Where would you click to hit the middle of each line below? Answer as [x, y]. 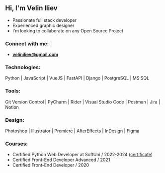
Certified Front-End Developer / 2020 [51, 165]
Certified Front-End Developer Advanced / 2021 [61, 160]
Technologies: [23, 68]
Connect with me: [27, 43]
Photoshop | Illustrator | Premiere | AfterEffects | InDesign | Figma [72, 131]
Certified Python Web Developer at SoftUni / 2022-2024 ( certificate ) [82, 155]
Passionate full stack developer [44, 20]
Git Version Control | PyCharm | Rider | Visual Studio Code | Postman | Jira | [83, 102]
